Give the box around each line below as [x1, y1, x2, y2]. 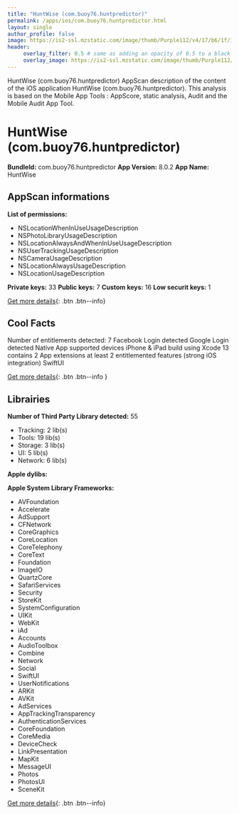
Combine [17, 649, 45, 657]
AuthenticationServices [17, 717, 87, 726]
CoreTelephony [17, 543, 63, 552]
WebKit [17, 619, 40, 627]
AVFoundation [17, 498, 59, 506]
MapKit [17, 755, 39, 763]
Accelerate [17, 505, 50, 513]
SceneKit [17, 785, 45, 794]
